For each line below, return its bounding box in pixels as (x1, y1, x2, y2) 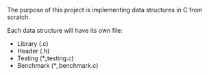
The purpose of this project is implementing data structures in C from (7, 6, 203, 14)
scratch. (7, 13, 31, 21)
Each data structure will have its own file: (7, 27, 123, 34)
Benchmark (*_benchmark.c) (16, 62, 99, 69)
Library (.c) (16, 40, 49, 47)
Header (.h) (16, 47, 50, 55)
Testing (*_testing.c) (16, 54, 74, 62)
